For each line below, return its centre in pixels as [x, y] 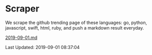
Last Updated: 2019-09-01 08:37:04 [43, 47]
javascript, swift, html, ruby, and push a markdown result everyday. [75, 27]
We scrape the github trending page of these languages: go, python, [76, 22]
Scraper [22, 9]
